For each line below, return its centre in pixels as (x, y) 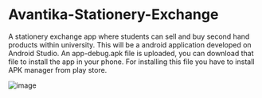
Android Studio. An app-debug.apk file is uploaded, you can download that (131, 53)
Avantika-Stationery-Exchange (113, 15)
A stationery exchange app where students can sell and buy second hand (129, 36)
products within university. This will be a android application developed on (130, 44)
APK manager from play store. (58, 70)
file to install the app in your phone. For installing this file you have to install (131, 62)
